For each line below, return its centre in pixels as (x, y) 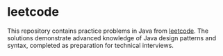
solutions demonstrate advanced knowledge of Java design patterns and (112, 38)
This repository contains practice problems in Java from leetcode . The (108, 31)
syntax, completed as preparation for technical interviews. (90, 45)
